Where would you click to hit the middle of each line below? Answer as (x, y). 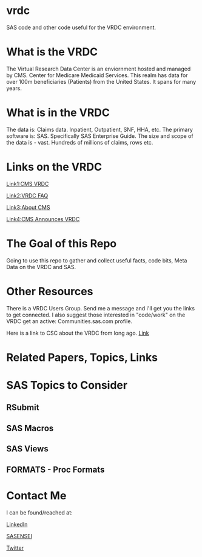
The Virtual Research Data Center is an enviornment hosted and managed (99, 69)
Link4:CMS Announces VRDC (43, 219)
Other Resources (50, 291)
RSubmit (23, 408)
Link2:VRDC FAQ (27, 196)
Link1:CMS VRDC (28, 183)
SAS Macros (30, 428)
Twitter (15, 548)
